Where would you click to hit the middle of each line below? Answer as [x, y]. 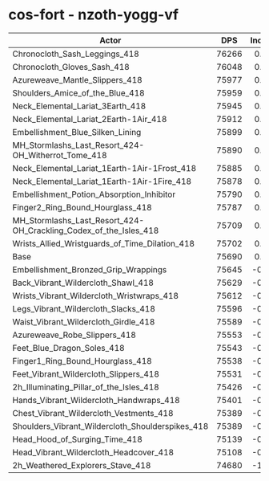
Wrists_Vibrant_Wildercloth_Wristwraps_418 [95, 296]
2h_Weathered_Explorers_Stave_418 [82, 465]
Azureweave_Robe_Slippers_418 [74, 335]
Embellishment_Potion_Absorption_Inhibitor [94, 194]
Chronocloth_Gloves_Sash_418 [71, 67]
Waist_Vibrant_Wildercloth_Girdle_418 [84, 321]
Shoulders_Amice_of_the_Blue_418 [79, 92]
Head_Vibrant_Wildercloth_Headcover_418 [93, 452]
